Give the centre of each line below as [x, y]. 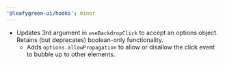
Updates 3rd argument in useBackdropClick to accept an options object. [117, 32]
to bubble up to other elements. [71, 54]
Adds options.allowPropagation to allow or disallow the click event [121, 47]
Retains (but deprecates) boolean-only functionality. [90, 40]
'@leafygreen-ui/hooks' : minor [51, 13]
